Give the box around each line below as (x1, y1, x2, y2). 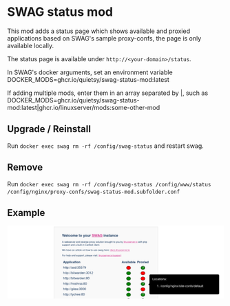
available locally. (7, 41, 54, 50)
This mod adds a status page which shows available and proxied (7, 27, 191, 35)
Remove (7, 162, 43, 173)
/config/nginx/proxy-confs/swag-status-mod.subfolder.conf (7, 188, 180, 195)
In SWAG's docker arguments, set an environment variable (7, 68, 174, 76)
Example (7, 207, 45, 219)
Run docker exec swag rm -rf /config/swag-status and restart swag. (7, 142, 205, 150)
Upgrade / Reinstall (7, 123, 92, 135)
